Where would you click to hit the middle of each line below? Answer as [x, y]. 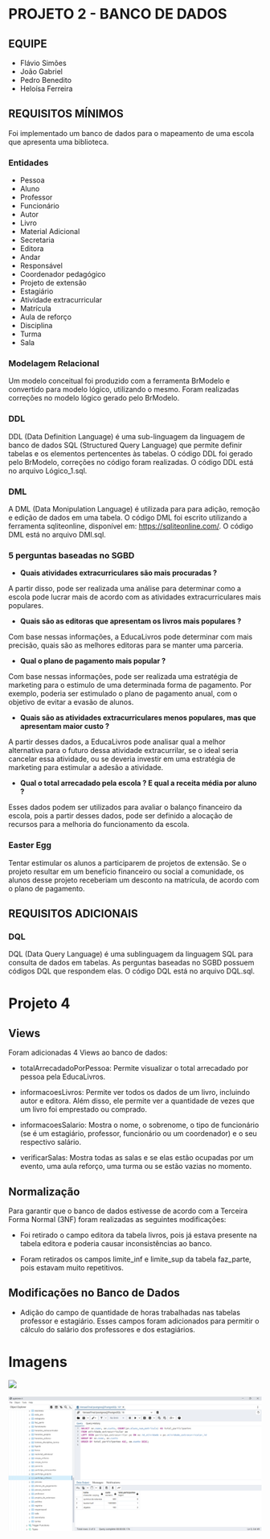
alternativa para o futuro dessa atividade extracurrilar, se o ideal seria [123, 751]
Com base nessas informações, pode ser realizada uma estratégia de [123, 677]
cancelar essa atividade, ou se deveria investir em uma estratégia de [122, 759]
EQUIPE [28, 44]
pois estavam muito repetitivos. [72, 1268]
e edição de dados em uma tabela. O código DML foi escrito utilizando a [128, 517]
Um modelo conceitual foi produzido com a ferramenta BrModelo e [119, 381]
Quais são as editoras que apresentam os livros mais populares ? [131, 621]
